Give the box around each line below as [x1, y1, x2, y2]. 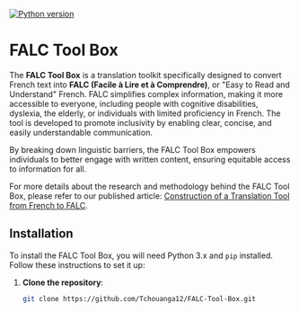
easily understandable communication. [9, 127, 153, 138]
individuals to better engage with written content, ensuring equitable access [9, 154, 291, 165]
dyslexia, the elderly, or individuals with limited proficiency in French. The [9, 108, 281, 119]
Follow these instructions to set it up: [9, 259, 145, 270]
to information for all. [9, 163, 87, 174]
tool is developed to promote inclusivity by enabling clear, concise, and [9, 117, 272, 128]
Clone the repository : [22, 277, 104, 288]
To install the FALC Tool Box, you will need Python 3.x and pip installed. [9, 250, 274, 261]
